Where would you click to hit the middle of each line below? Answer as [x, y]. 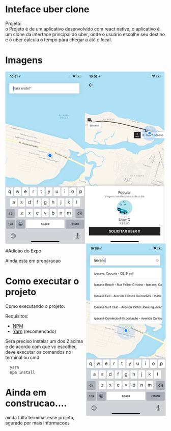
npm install [23, 372]
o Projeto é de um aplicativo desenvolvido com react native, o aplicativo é [83, 28]
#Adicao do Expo [23, 251]
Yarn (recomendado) [34, 331]
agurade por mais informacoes [37, 423]
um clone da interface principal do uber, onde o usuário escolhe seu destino [85, 34]
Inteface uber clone [47, 9]
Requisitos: [17, 316]
